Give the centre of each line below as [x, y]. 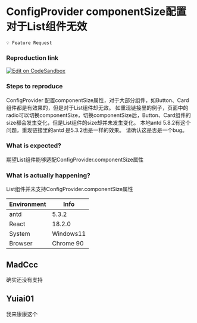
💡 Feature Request [29, 43]
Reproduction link [32, 58]
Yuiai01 [20, 299]
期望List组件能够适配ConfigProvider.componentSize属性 [75, 159]
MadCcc [22, 265]
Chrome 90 [68, 244]
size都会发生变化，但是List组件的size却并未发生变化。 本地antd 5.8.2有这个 [98, 122]
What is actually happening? [48, 175]
